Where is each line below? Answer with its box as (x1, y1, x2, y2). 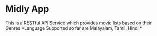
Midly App (5, 3, 49, 15)
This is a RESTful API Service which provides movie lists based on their (5, 20, 152, 26)
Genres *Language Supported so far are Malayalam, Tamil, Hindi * (5, 25, 142, 31)
